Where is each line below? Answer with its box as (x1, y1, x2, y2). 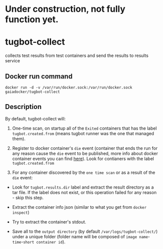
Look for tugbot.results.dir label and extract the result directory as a (12, 184, 154, 190)
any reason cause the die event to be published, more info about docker (12, 150, 158, 156)
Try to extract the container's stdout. (12, 219, 87, 224)
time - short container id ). (12, 239, 66, 245)
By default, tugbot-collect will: (5, 115, 66, 121)
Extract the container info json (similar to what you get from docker (12, 204, 147, 210)
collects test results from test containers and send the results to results (5, 53, 149, 58)
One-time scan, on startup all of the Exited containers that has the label (12, 125, 157, 131)
